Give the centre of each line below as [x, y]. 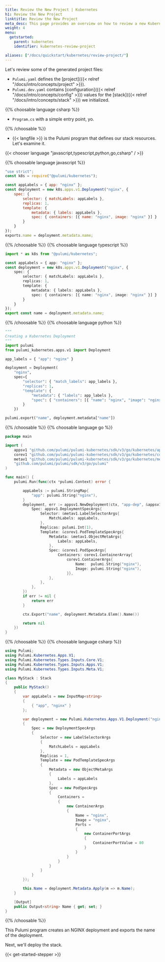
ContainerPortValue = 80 [118, 843]
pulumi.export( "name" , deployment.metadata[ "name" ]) [60, 418]
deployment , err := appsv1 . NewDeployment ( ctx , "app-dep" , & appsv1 [92, 504]
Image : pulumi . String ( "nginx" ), [108, 569]
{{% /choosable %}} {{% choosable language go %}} [59, 427]
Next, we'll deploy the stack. [34, 945]
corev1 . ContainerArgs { [90, 559]
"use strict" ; [20, 171]
